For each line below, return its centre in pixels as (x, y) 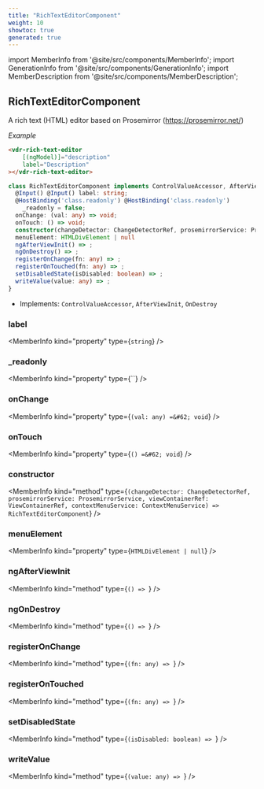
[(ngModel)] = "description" (66, 157)
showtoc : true (31, 30)
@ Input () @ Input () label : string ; (71, 194)
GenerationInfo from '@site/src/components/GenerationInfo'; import (119, 69)
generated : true (35, 37)
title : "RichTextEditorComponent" (65, 15)
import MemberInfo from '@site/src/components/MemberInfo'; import (121, 60)
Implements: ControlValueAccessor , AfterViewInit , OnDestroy (118, 303)
